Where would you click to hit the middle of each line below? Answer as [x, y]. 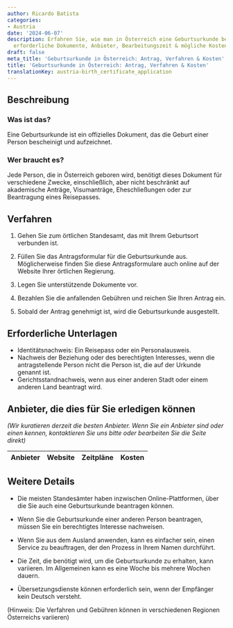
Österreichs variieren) [38, 617]
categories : [24, 20]
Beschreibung [38, 100]
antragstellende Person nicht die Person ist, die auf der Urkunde [109, 365]
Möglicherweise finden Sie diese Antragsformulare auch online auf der [118, 264]
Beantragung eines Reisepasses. [54, 197]
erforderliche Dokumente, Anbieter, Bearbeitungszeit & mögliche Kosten [121, 46]
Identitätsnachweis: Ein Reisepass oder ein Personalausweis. [104, 350]
